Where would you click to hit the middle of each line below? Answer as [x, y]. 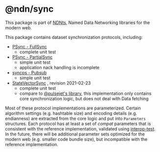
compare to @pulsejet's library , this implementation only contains [85, 93]
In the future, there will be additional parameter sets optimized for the [75, 134]
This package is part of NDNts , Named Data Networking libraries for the [78, 22]
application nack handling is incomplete [59, 67]
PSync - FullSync [30, 46]
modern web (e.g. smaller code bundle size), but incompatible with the [76, 139]
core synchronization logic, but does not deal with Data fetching [84, 98]
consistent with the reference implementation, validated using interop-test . [80, 129]
